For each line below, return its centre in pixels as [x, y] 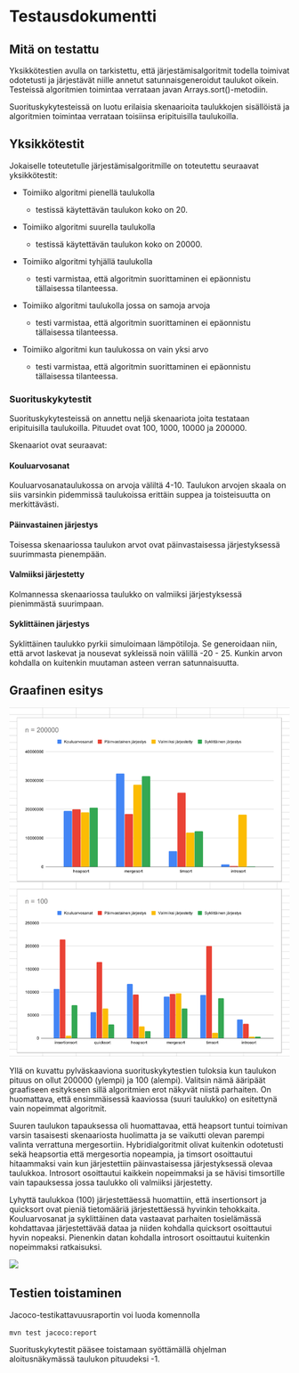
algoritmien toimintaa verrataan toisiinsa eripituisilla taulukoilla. [124, 116]
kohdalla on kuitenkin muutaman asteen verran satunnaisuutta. [124, 662]
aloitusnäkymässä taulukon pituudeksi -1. [85, 1359]
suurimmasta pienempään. [58, 554]
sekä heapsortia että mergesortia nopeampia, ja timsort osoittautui [131, 1154]
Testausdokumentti [83, 16]
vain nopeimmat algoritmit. [58, 1108]
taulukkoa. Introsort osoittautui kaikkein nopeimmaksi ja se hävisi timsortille [147, 1173]
